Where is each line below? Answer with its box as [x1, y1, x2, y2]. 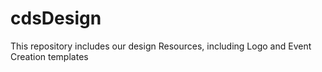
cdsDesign [10, 7, 102, 30]
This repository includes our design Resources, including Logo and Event [10, 40, 312, 52]
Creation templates [10, 50, 89, 62]
